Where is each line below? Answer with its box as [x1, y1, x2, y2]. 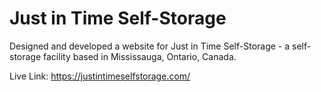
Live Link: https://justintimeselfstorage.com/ [9, 70, 191, 82]
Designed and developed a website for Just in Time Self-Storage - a [9, 40, 291, 52]
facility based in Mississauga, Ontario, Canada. [43, 50, 237, 62]
